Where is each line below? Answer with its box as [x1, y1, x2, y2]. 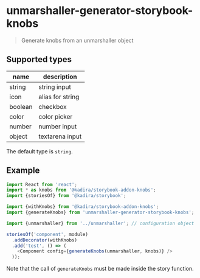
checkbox [38, 102, 67, 111]
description [43, 72, 77, 81]
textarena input [38, 132, 82, 141]
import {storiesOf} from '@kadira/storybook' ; [6, 193, 126, 199]
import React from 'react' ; [6, 181, 78, 187]
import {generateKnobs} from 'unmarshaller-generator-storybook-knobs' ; [6, 209, 195, 216]
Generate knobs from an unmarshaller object [21, 36, 134, 44]
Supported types [6, 54, 72, 64]
